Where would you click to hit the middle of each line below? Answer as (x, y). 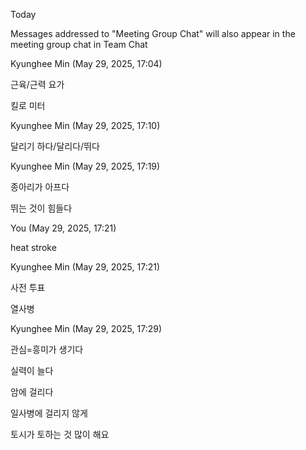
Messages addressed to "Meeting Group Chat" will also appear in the (153, 33)
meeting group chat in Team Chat (79, 44)
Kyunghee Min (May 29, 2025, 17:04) (86, 63)
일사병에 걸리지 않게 (49, 413)
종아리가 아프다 (40, 187)
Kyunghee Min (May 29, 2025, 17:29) (86, 328)
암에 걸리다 (32, 392)
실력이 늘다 (32, 370)
